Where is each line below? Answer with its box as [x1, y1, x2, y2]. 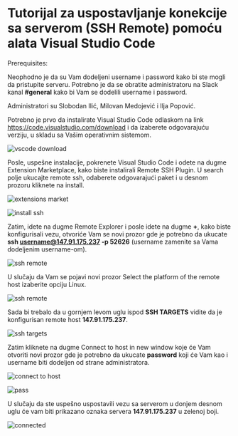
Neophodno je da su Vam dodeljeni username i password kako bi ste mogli [7, 73, 226, 81]
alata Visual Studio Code [7, 36, 156, 51]
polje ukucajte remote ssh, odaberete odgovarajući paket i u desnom [7, 173, 208, 182]
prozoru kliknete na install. [7, 180, 85, 190]
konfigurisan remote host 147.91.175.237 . [7, 315, 128, 323]
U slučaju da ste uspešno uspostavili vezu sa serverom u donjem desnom [7, 399, 222, 408]
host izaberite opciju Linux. [7, 280, 87, 289]
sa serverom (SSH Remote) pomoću [7, 20, 222, 36]
